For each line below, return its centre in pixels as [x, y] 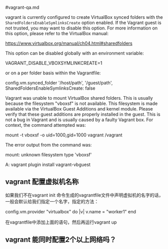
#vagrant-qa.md [22, 7]
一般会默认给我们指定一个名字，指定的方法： [52, 201]
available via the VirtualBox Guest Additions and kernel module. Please [79, 109]
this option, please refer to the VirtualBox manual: [57, 33]
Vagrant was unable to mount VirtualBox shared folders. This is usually [79, 98]
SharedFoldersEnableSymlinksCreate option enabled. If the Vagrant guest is [83, 23]
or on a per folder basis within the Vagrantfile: [53, 73]
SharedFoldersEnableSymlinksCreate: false [50, 88]
